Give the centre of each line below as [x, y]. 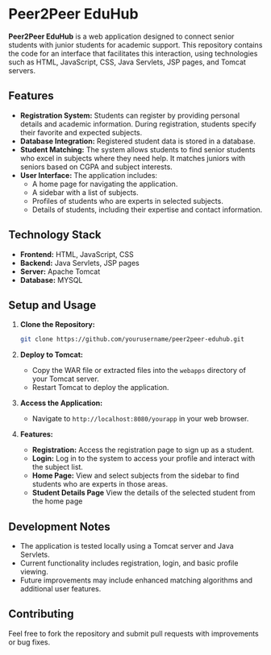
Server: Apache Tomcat [60, 272]
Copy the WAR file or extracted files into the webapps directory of [139, 371]
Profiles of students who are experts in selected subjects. [127, 201]
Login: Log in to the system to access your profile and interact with [144, 458]
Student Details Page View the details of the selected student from [144, 493]
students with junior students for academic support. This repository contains [135, 44]
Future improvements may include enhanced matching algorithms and [136, 580]
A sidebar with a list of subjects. [85, 192]
